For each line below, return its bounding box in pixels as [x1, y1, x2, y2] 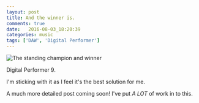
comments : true [6, 20, 45, 26]
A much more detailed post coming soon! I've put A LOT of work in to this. [6, 90, 193, 97]
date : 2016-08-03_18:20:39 [6, 26, 81, 32]
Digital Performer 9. [6, 66, 56, 74]
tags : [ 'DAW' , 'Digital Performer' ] [6, 37, 100, 44]
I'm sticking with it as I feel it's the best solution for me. [6, 78, 146, 85]
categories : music [6, 32, 53, 38]
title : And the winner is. [6, 15, 75, 21]
